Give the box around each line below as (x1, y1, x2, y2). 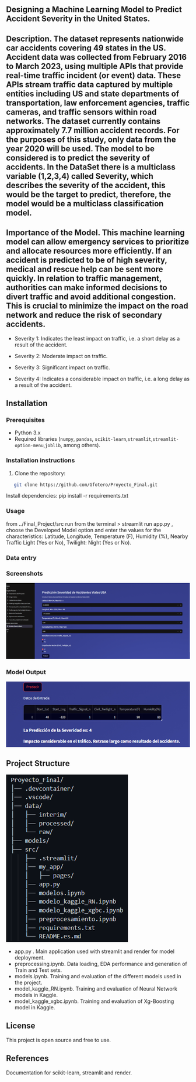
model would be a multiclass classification (6, 199, 164, 209)
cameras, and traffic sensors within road (6, 107, 157, 117)
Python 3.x (14, 429, 41, 436)
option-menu (14, 443, 44, 449)
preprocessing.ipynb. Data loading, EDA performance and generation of (14, 960, 188, 967)
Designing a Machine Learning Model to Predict (6, 5, 182, 15)
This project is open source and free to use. (6, 1036, 111, 1043)
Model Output (6, 668, 46, 676)
